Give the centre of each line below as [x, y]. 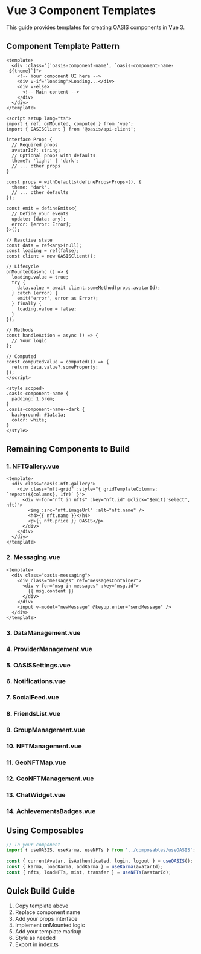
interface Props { [29, 140]
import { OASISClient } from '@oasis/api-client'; [71, 129]
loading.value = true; [40, 277]
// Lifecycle [23, 267]
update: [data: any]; [39, 219]
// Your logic [29, 340]
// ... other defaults [40, 192]
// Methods [20, 330]
